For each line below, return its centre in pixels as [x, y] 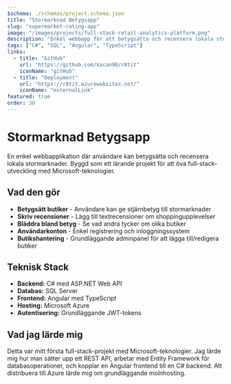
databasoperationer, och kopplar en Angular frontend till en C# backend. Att [114, 366]
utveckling [22, 171]
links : [16, 52]
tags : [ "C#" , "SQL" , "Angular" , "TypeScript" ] [75, 45]
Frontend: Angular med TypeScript [67, 298]
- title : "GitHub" [40, 58]
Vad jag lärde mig [45, 334]
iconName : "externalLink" [57, 90]
